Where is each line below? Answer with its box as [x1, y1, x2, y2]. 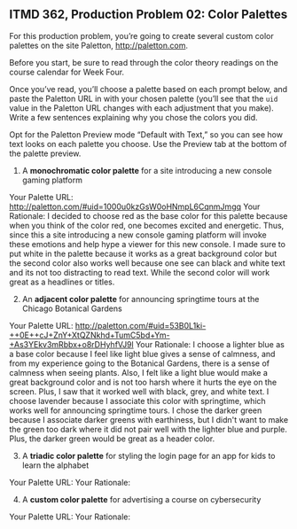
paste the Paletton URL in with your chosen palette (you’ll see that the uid [9, 93, 278, 104]
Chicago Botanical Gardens [21, 303, 122, 314]
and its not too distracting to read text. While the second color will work [9, 267, 270, 277]
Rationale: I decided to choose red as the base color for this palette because [9, 210, 288, 221]
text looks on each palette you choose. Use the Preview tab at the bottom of [9, 138, 287, 149]
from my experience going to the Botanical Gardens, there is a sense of [9, 358, 270, 369]
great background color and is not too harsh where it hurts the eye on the [9, 377, 277, 387]
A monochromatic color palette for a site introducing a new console [21, 165, 272, 175]
